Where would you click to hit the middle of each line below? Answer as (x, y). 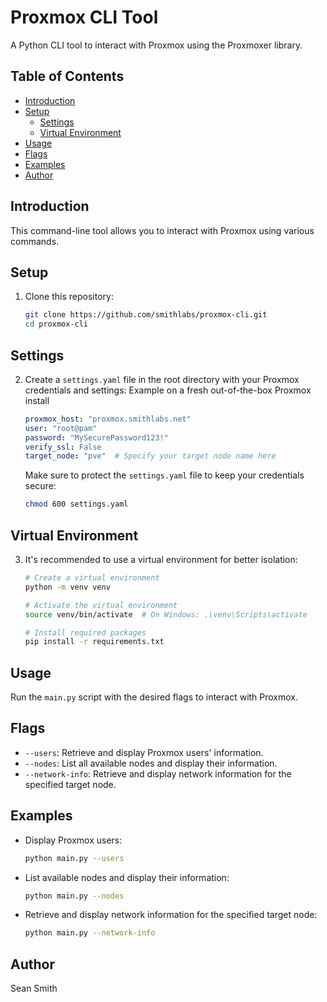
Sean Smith (34, 988)
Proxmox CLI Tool (84, 17)
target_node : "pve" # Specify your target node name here (150, 456)
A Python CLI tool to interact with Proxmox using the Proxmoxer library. (156, 45)
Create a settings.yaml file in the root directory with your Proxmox (162, 379)
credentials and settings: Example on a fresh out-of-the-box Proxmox (168, 390)
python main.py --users (74, 858)
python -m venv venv (67, 587)
